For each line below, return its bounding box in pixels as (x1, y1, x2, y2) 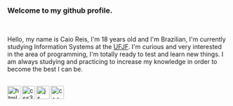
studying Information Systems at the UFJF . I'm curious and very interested (7, 43, 222, 51)
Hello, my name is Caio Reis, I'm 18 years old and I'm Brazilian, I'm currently (7, 35, 226, 44)
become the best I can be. (7, 65, 83, 74)
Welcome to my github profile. (7, 6, 113, 15)
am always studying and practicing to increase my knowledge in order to (7, 58, 218, 66)
